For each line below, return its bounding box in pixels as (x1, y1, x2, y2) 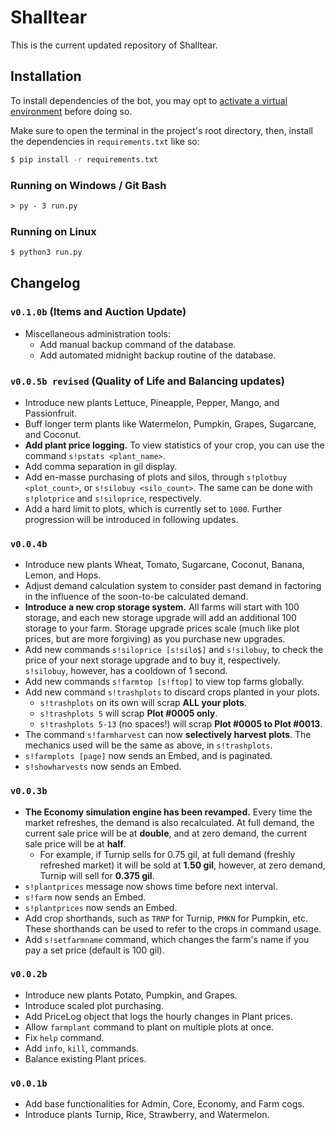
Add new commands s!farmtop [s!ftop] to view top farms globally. (24, 676, 305, 688)
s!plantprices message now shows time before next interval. (24, 880, 278, 892)
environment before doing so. (10, 105, 133, 117)
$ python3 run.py (10, 247, 83, 258)
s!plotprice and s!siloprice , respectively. (24, 492, 202, 504)
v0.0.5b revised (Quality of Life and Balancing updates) (10, 374, 285, 388)
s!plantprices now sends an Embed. (24, 901, 178, 913)
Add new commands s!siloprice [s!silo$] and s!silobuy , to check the (24, 644, 324, 656)
